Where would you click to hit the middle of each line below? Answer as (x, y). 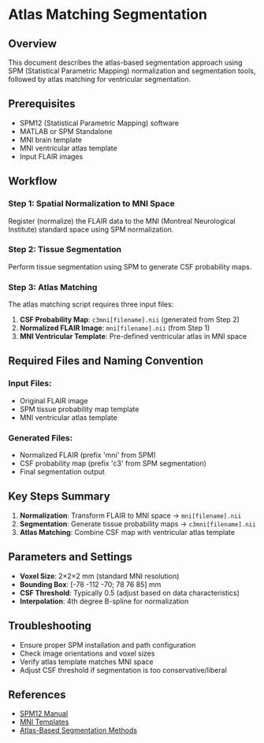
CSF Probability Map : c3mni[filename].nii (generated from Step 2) (130, 320)
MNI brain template (51, 139)
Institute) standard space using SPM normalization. (91, 229)
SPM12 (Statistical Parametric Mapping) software (99, 123)
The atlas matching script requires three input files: (91, 304)
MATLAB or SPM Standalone (66, 131)
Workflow (33, 182)
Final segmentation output (62, 472)
